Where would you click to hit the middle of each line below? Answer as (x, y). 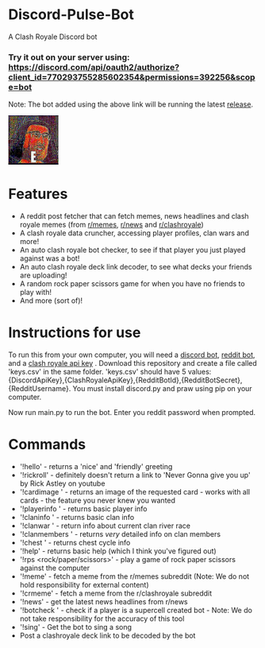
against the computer (55, 568)
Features (38, 194)
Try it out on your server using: (69, 57)
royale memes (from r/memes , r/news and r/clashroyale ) (111, 224)
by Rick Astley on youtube (62, 483)
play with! (35, 292)
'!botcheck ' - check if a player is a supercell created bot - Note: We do (136, 610)
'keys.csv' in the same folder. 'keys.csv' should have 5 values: (110, 371)
